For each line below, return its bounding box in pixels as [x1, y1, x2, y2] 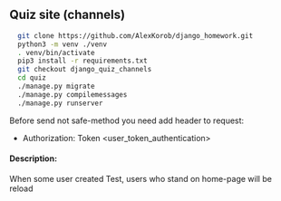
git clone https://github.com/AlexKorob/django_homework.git [17, 31, 254, 40]
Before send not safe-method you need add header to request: [9, 115, 245, 126]
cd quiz [17, 73, 47, 82]
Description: [9, 153, 57, 164]
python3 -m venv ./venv [17, 40, 107, 49]
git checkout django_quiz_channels [17, 65, 152, 74]
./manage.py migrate [17, 81, 95, 91]
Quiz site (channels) [9, 7, 125, 23]
